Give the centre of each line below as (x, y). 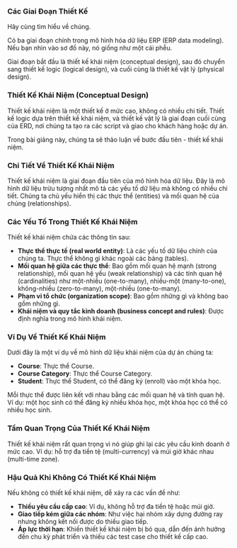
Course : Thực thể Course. (56, 366)
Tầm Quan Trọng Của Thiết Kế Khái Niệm (79, 428)
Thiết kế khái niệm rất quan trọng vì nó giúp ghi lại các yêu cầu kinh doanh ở (118, 444)
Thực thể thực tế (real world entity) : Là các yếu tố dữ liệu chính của (117, 251)
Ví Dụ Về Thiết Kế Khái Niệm (57, 337)
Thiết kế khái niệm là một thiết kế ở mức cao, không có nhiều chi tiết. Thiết (116, 111)
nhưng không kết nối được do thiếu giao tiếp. (83, 522)
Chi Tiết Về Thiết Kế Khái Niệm (61, 165)
